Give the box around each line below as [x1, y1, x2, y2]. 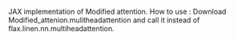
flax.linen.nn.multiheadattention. [8, 24, 115, 33]
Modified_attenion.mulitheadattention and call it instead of [8, 15, 200, 25]
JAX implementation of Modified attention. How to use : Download [8, 7, 227, 16]
